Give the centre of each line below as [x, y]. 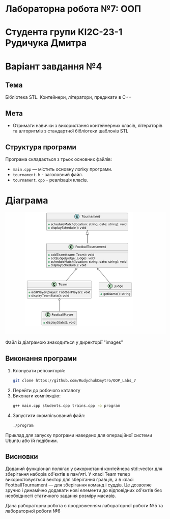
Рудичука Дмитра [46, 43]
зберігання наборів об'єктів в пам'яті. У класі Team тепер [68, 474]
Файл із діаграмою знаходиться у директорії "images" [64, 342]
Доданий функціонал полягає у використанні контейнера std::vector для [84, 469]
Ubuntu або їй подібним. [32, 441]
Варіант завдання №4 [54, 66]
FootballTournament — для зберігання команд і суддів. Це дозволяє [78, 485]
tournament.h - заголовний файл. [48, 174]
